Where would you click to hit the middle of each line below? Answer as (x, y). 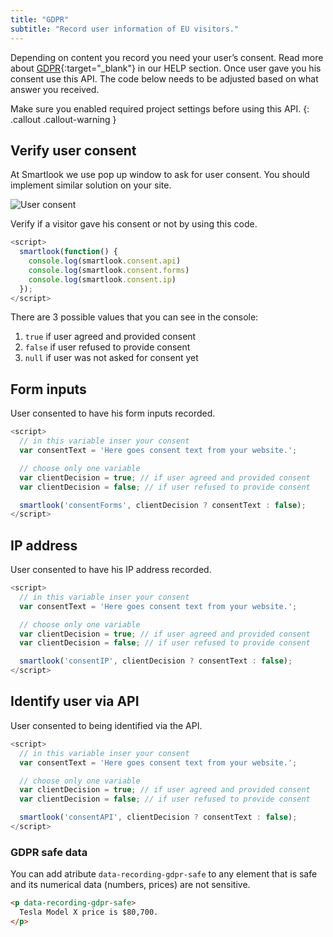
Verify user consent (73, 150)
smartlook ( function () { (68, 252)
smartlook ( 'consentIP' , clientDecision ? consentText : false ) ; (156, 661)
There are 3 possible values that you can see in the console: (134, 317)
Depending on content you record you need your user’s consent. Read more (167, 57)
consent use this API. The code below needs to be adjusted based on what (164, 78)
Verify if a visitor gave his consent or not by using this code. (134, 224)
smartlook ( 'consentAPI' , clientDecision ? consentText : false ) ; (158, 817)
